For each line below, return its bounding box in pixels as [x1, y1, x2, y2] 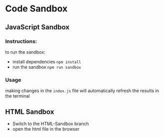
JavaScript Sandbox [5, 23, 70, 31]
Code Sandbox [5, 3, 68, 14]
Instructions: [5, 38, 37, 45]
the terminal [5, 93, 30, 99]
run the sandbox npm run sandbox [12, 64, 81, 70]
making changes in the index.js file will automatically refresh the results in [5, 88, 159, 94]
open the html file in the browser [12, 126, 80, 132]
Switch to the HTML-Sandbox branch [12, 121, 89, 127]
